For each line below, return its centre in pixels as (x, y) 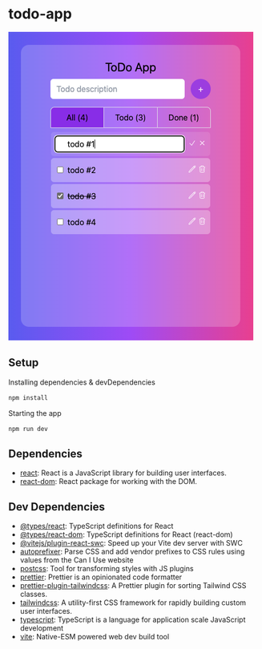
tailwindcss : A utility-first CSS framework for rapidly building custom (133, 603)
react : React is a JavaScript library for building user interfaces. (123, 473)
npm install (28, 397)
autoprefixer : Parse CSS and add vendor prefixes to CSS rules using (132, 552)
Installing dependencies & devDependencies (82, 382)
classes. (34, 595)
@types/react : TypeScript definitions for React (97, 526)
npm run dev (28, 429)
